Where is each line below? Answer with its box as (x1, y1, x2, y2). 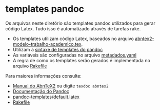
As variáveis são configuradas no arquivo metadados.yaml (12, 52, 137, 58)
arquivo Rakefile (12, 63, 47, 69)
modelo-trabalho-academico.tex (12, 41, 82, 47)
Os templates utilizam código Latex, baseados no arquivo (12, 35, 134, 42)
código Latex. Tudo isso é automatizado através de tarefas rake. (5, 25, 141, 31)
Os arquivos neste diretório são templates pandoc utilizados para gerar (5, 20, 155, 26)
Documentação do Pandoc (12, 88, 70, 94)
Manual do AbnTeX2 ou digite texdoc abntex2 (12, 83, 109, 89)
